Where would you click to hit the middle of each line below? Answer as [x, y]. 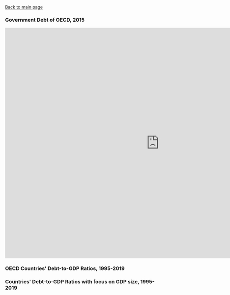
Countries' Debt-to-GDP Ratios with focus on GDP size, [72, 282]
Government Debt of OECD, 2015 [45, 20]
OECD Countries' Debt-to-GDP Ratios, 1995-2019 [65, 268]
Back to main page [24, 7]
